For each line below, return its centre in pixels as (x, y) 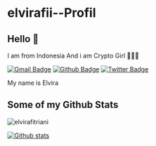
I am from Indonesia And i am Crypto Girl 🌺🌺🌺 (73, 55)
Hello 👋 (23, 39)
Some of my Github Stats (63, 105)
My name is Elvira (33, 83)
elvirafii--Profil (52, 13)
